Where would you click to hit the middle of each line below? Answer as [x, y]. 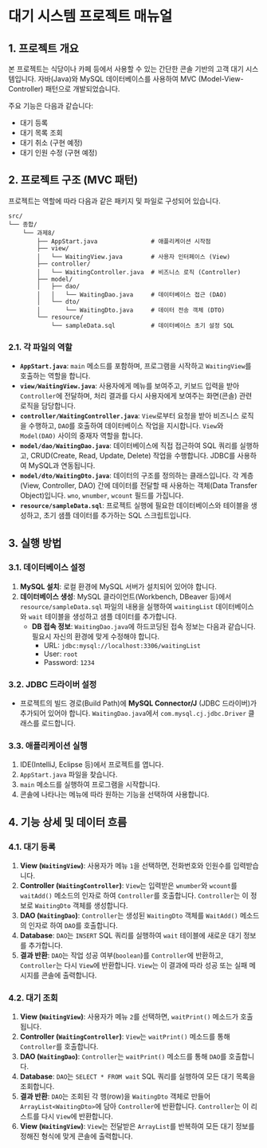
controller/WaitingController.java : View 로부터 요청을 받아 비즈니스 [130, 416]
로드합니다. [58, 723]
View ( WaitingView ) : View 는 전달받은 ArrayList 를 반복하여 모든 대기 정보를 [137, 1126]
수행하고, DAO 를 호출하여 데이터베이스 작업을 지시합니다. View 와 [126, 426]
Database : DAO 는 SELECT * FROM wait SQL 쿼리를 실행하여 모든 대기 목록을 [137, 1076]
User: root [61, 654]
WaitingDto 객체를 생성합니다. [82, 906]
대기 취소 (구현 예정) [51, 143]
